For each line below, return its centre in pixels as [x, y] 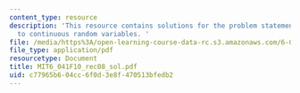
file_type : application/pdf [62, 50]
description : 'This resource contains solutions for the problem [133, 26]
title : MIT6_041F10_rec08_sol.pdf [74, 67]
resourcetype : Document [54, 58]
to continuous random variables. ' [83, 34]
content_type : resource [54, 17]
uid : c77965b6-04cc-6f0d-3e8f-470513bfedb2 [92, 75]
